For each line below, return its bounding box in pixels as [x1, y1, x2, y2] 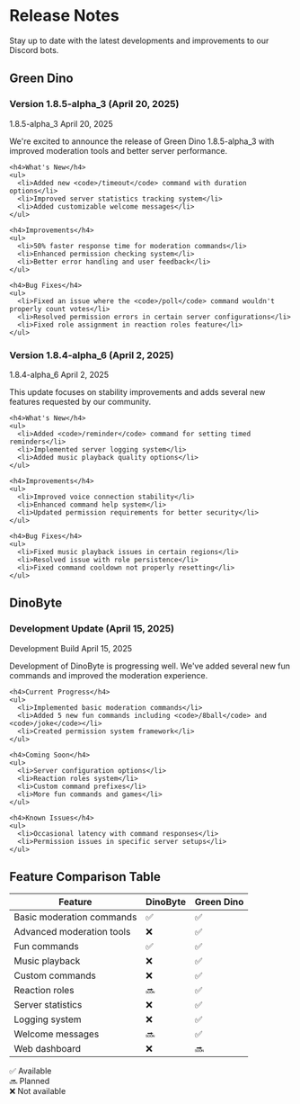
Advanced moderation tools [13, 926, 131, 938]
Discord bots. [9, 44, 59, 55]
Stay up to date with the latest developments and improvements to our [9, 35, 269, 46]
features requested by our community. [9, 396, 152, 407]
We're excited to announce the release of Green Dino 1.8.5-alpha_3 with [9, 136, 275, 147]
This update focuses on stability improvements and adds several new [9, 386, 266, 397]
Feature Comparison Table [9, 869, 162, 884]
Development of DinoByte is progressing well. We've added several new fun [9, 660, 290, 671]
